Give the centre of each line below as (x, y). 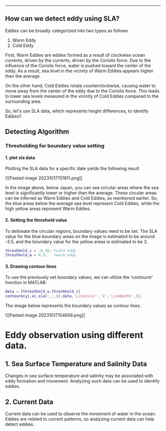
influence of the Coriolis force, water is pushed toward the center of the (78, 65)
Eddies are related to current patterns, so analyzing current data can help (80, 419)
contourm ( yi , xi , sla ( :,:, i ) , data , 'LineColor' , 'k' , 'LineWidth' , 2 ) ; (74, 296)
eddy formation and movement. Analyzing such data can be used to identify (82, 381)
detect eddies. (20, 424)
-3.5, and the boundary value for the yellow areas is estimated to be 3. (77, 241)
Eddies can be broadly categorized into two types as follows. (67, 31)
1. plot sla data (20, 157)
